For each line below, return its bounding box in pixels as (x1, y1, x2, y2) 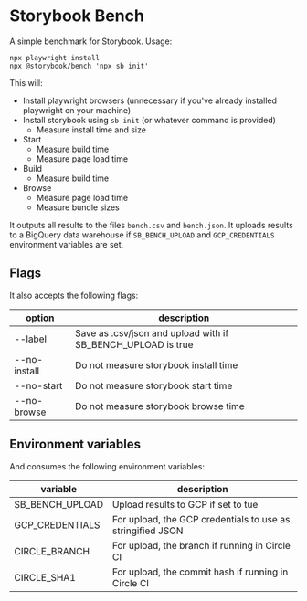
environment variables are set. (9, 238, 124, 249)
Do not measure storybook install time (74, 358, 238, 371)
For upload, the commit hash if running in (111, 565, 289, 578)
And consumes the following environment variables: (9, 460, 206, 471)
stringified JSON (111, 524, 184, 537)
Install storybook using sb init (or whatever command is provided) (22, 114, 277, 125)
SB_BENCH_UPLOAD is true (74, 338, 194, 351)
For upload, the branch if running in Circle (111, 539, 291, 552)
